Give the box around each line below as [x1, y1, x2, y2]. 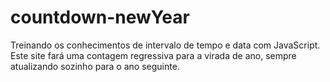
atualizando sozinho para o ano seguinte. [10, 60, 180, 72]
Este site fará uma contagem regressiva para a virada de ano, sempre [10, 49, 297, 61]
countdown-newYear [10, 6, 190, 29]
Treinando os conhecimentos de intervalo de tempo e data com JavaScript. [10, 39, 321, 51]
